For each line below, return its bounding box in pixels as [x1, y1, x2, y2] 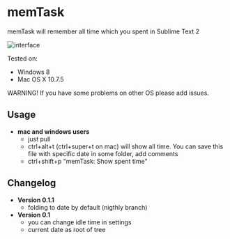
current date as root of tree [27, 225, 106, 233]
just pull [27, 134, 51, 143]
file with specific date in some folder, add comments [27, 149, 178, 157]
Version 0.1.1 [17, 196, 54, 204]
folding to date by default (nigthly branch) [27, 203, 148, 211]
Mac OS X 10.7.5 [17, 75, 64, 84]
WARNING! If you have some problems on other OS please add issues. [7, 88, 209, 97]
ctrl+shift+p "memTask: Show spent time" [27, 157, 148, 165]
